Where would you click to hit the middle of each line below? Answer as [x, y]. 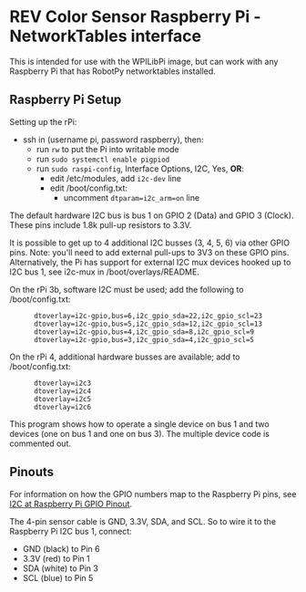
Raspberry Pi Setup [66, 100]
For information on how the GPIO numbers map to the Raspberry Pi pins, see [153, 493]
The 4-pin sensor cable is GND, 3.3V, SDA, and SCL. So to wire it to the [143, 521]
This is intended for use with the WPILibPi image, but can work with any [144, 61]
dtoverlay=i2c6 [62, 407]
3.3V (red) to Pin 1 [56, 558]
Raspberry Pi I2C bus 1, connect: [71, 531]
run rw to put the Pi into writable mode [107, 149]
